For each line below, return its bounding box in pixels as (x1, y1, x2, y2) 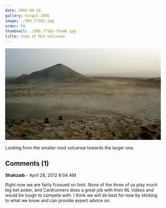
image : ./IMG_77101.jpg (5, 18, 54, 23)
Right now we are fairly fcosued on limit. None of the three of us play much (5, 182, 158, 188)
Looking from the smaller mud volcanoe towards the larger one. (5, 145, 135, 151)
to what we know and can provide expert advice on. (5, 198, 111, 204)
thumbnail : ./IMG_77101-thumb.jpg (5, 29, 77, 34)
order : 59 (5, 24, 26, 29)
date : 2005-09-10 (5, 8, 41, 13)
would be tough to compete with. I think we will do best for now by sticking (5, 192, 158, 198)
